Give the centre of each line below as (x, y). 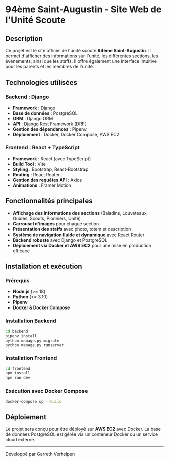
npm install (18, 373)
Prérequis (17, 281)
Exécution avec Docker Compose (47, 391)
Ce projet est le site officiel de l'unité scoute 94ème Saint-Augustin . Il (78, 51)
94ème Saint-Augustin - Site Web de (83, 9)
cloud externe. (20, 440)
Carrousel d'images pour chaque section (56, 224)
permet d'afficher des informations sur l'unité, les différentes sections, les (82, 56)
